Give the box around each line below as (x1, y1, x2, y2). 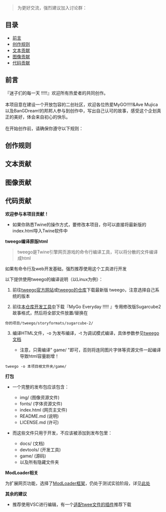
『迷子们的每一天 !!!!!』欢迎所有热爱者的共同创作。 (5, 90, 109, 96)
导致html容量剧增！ (19, 353, 59, 359)
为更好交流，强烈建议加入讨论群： (17, 5, 87, 10)
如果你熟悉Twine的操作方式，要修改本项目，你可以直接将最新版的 (12, 221, 147, 227)
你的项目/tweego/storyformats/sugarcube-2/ (5, 320, 93, 325)
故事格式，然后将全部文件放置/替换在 (12, 309, 88, 315)
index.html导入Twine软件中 (12, 227, 68, 233)
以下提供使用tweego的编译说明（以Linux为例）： (5, 276, 103, 282)
